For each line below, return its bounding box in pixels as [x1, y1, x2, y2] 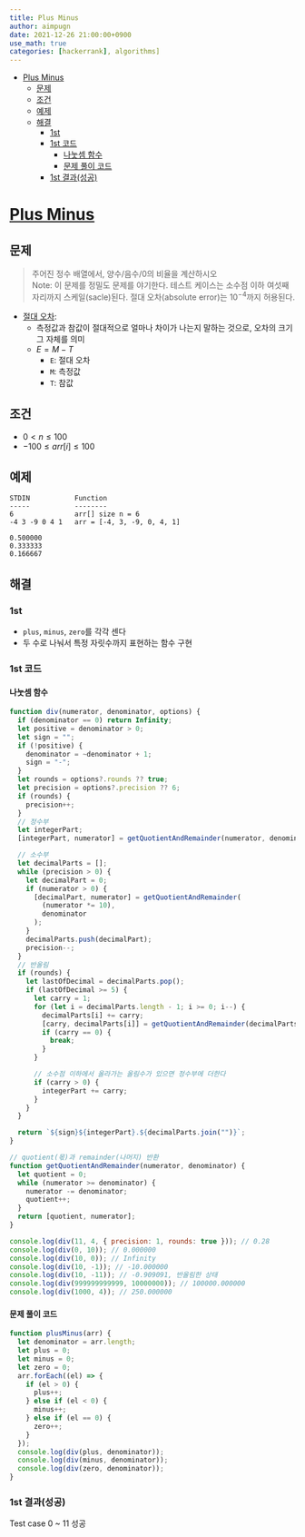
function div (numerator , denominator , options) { [9, 708, 202, 717]
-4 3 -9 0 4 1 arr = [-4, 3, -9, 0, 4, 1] [9, 518, 181, 527]
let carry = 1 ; [33, 994, 92, 1004]
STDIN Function [9, 494, 107, 503]
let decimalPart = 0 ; [25, 876, 107, 885]
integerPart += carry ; [42, 1086, 128, 1096]
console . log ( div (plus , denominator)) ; [17, 1447, 165, 1456]
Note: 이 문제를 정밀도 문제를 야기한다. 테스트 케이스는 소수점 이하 [31, 280, 265, 291]
